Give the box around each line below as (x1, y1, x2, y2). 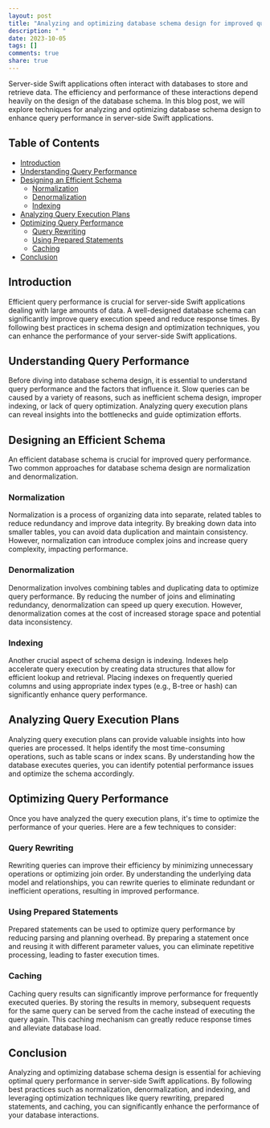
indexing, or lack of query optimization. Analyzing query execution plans (8, 401, 248, 411)
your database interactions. (8, 1110, 99, 1120)
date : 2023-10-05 (8, 34, 67, 43)
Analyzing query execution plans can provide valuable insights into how (8, 734, 246, 744)
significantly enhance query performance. (8, 690, 148, 699)
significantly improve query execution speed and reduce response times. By (8, 313, 260, 323)
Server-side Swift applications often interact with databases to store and (8, 78, 248, 89)
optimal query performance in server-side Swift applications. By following (8, 1076, 252, 1086)
